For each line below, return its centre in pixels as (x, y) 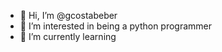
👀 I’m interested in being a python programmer (116, 26)
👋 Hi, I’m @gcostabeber (68, 15)
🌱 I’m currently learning (68, 36)
